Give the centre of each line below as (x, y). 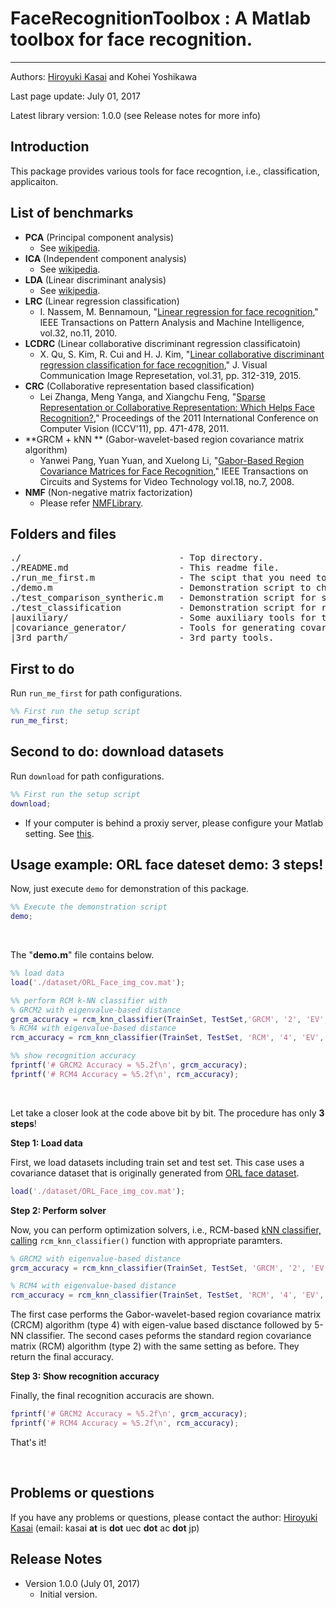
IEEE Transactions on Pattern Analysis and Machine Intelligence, (172, 322)
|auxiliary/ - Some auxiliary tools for (163, 618)
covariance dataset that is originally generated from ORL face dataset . (155, 1173)
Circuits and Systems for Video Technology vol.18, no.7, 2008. (167, 481)
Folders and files (63, 533)
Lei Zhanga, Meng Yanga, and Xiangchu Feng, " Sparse (152, 396)
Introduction (50, 147)
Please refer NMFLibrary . (91, 503)
